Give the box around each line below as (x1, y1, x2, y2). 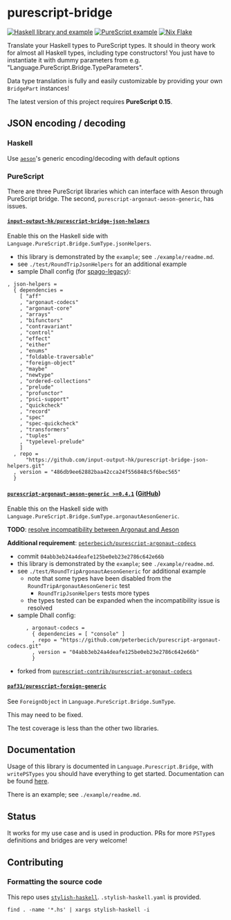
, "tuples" (19, 432, 51, 439)
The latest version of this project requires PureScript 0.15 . (7, 97, 173, 105)
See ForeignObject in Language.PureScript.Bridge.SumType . (7, 697, 176, 705)
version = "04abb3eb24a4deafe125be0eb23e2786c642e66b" (37, 649, 199, 656)
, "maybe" (19, 366, 48, 373)
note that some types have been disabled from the (27, 574, 172, 583)
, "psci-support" (19, 396, 70, 403)
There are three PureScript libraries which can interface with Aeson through (7, 187, 223, 195)
